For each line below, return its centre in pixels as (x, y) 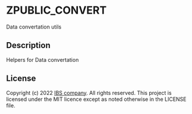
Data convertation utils (34, 27)
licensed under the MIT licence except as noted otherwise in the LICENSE (96, 99)
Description (28, 45)
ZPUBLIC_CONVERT (56, 10)
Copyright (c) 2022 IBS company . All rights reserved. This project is (89, 93)
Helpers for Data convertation (43, 59)
